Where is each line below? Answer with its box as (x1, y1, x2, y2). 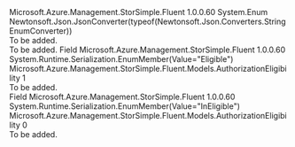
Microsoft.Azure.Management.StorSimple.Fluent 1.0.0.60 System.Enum (9, 7, 268, 17)
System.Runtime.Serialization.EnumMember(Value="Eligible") (9, 54, 234, 64)
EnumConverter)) (9, 26, 73, 36)
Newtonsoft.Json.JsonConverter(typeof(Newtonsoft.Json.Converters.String (9, 16, 286, 27)
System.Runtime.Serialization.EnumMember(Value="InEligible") (9, 101, 241, 112)
